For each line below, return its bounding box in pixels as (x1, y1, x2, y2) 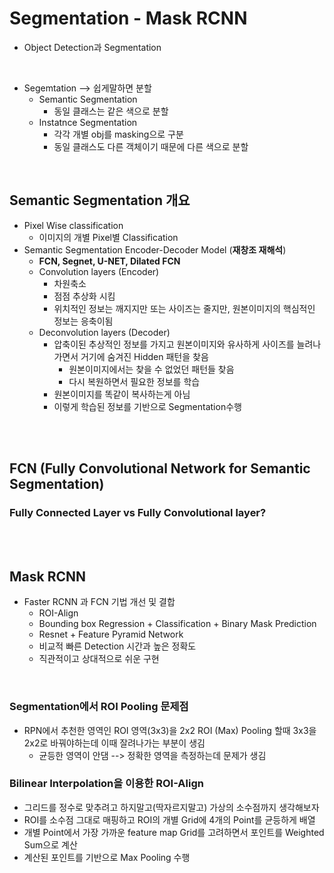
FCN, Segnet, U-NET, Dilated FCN (38, 255, 181, 267)
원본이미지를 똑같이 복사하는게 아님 (53, 388, 191, 400)
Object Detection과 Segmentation (23, 41, 162, 53)
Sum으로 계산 (23, 838, 78, 851)
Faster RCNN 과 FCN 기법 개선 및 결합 (23, 596, 176, 608)
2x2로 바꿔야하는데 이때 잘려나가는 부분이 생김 (23, 737, 206, 749)
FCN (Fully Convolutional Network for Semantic (9, 460, 311, 477)
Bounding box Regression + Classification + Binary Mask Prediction (38, 618, 317, 630)
